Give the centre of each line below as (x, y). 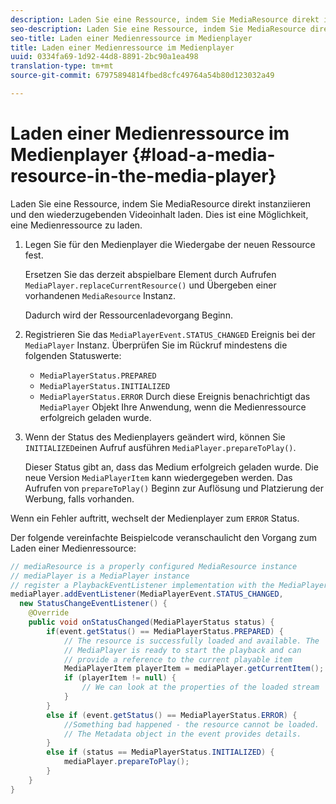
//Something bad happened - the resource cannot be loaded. (191, 724)
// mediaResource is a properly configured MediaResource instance (154, 566)
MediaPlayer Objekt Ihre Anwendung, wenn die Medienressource (173, 407)
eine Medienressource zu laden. (76, 225)
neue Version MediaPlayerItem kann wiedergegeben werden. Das (158, 477)
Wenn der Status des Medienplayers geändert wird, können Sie (155, 437)
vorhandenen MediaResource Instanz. (100, 295)
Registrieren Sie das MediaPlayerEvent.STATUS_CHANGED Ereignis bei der (170, 334)
